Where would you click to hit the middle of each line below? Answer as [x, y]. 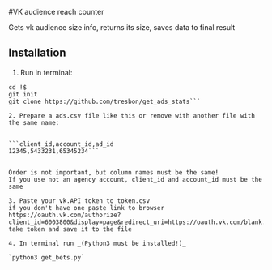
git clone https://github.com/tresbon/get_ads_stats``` [104, 101]
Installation [37, 53]
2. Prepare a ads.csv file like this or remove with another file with [132, 116]
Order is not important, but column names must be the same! [114, 172]
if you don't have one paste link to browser [86, 208]
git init [23, 94]
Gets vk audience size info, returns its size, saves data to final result [122, 27]
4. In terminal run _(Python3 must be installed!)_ [97, 243]
